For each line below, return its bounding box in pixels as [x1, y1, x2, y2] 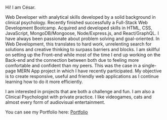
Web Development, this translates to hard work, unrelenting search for [5, 41, 152, 47]
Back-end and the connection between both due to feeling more [5, 57, 139, 63]
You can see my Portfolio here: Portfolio [5, 109, 88, 115]
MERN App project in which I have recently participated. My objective [17, 68, 162, 74]
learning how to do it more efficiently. [5, 78, 83, 85]
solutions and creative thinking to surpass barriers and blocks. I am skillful [5, 47, 160, 52]
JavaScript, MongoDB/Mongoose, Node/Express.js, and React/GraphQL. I [5, 30, 159, 36]
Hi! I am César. [5, 5, 36, 10]
